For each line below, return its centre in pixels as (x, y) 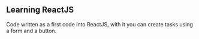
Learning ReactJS (40, 10)
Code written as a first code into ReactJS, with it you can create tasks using (100, 24)
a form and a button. (31, 31)
